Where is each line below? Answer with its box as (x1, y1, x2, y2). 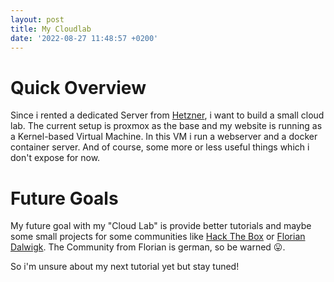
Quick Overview (10, 76, 147, 99)
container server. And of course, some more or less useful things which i (10, 141, 310, 153)
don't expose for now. (10, 152, 101, 164)
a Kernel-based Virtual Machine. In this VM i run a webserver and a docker (10, 131, 318, 143)
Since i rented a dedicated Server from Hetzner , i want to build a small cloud (10, 109, 325, 121)
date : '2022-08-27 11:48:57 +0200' (10, 33, 159, 43)
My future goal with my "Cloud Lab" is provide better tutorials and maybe (10, 220, 312, 232)
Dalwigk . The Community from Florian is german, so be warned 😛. (10, 241, 286, 253)
